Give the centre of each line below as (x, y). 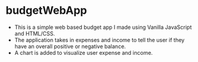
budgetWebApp (46, 11)
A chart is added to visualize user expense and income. (84, 52)
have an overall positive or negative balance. (70, 46)
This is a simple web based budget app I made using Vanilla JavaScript (103, 27)
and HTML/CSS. (35, 33)
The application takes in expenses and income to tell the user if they (100, 40)
